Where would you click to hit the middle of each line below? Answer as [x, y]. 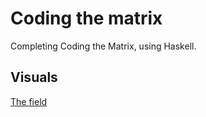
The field [29, 101]
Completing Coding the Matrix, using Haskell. [103, 46]
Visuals [34, 77]
